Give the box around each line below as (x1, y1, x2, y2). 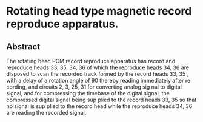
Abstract (6, 41, 41, 52)
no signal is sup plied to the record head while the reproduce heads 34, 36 (6, 103, 193, 110)
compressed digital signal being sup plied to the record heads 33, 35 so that (6, 96, 197, 103)
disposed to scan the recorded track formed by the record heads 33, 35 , (6, 70, 189, 77)
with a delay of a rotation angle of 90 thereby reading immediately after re (6, 77, 191, 84)
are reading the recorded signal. (6, 109, 87, 116)
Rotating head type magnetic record (6, 4, 192, 18)
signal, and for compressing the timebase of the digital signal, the (6, 90, 170, 97)
